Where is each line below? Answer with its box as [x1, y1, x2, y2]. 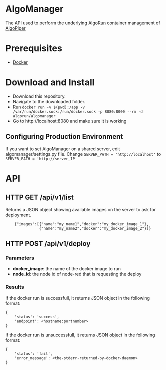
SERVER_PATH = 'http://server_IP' [5, 156, 78, 161]
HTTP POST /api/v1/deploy [5, 239, 91, 248]
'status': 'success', [14, 314, 59, 319]
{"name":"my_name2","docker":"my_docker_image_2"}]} [39, 226, 151, 231]
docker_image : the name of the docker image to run [12, 266, 121, 272]
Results [5, 284, 24, 291]
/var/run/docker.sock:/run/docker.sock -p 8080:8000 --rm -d [12, 109, 143, 114]
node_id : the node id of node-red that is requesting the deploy [12, 271, 142, 277]
